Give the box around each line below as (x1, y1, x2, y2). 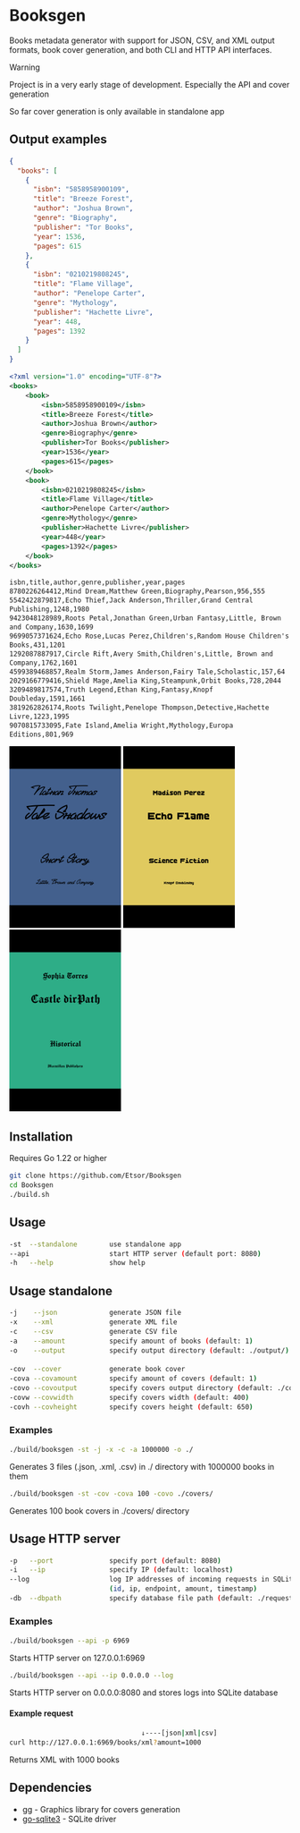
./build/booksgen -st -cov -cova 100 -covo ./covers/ (9, 1489, 214, 1498)
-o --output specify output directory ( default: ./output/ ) (9, 1345, 290, 1355)
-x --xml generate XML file (9, 1317, 178, 1327)
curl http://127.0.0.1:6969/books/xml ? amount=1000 (9, 1738, 202, 1747)
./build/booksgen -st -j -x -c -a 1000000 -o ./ (9, 1445, 194, 1454)
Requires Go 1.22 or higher (9, 1153, 107, 1164)
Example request (9, 1708, 74, 1718)
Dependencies (9, 1780, 92, 1795)
